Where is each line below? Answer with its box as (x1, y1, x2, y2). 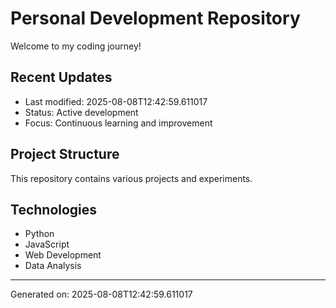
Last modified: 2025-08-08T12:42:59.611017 (24, 95, 208, 107)
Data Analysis (24, 260, 82, 272)
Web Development (24, 249, 102, 261)
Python (24, 228, 55, 240)
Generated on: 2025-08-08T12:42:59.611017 (10, 288, 193, 301)
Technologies (10, 201, 98, 218)
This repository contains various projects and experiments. (10, 172, 253, 184)
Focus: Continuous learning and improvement (24, 117, 213, 129)
